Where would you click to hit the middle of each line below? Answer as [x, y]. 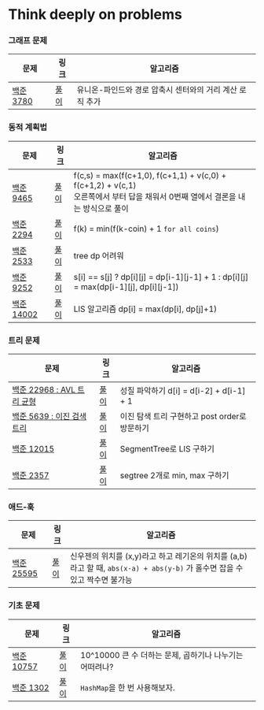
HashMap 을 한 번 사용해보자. [128, 687]
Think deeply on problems [95, 15]
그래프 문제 [28, 41]
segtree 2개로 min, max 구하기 [174, 476]
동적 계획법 [28, 128]
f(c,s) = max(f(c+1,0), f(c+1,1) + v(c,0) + [150, 175]
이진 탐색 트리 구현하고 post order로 [183, 417]
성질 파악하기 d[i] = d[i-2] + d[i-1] [183, 391]
